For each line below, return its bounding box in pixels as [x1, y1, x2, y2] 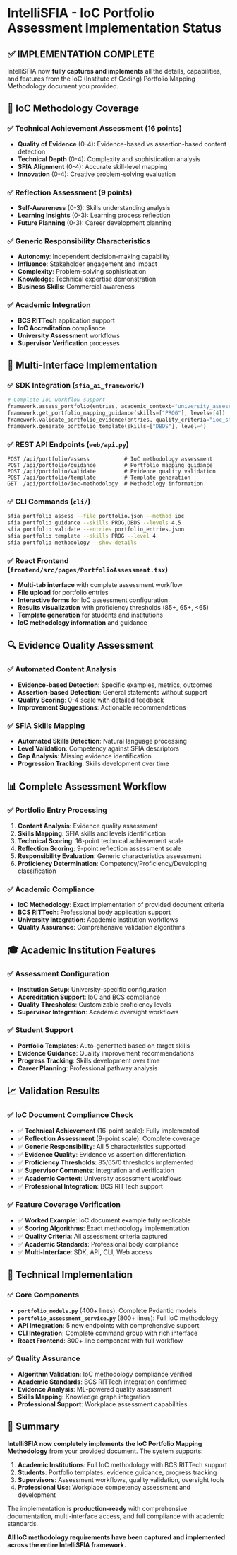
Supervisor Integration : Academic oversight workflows [17, 1007, 179, 1016]
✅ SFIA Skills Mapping [7, 720, 85, 730]
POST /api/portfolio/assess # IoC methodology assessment [7, 455, 213, 463]
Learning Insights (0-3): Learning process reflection [17, 211, 171, 219]
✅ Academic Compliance [7, 884, 95, 894]
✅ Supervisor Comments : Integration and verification [17, 1166, 174, 1174]
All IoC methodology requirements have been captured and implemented [7, 1533, 226, 1542]
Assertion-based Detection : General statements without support [17, 688, 208, 696]
